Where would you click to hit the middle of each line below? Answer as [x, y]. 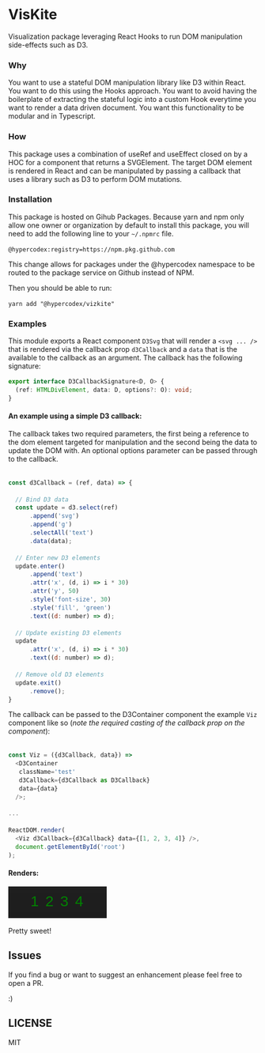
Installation [30, 199]
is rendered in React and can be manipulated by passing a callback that [125, 171]
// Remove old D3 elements [60, 674]
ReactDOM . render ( [37, 830]
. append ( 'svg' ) [54, 516]
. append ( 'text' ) [56, 575]
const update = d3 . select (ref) [67, 508]
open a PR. [26, 983]
